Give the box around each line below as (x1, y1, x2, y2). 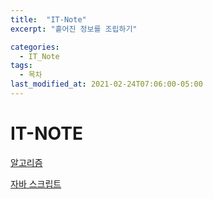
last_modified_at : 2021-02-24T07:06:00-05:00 (10, 79, 203, 90)
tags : (10, 61, 33, 71)
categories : (10, 42, 60, 52)
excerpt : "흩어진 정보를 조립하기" (10, 24, 138, 34)
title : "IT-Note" (10, 14, 87, 25)
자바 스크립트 (10, 177, 62, 190)
